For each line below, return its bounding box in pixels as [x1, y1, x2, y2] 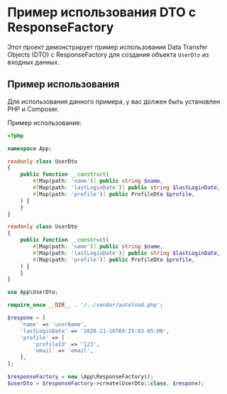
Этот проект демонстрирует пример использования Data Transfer [7, 43, 208, 51]
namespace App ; [7, 145, 52, 152]
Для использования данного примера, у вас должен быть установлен [7, 97, 221, 106]
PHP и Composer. [7, 104, 60, 113]
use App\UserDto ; [7, 288, 59, 296]
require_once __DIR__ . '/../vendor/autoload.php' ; [7, 302, 163, 309]
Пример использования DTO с [7, 4, 196, 21]
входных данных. [7, 57, 60, 66]
